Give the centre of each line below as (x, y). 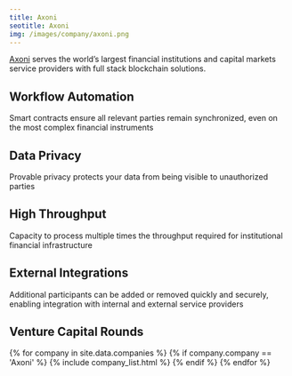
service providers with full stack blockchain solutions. (108, 68)
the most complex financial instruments (81, 128)
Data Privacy (45, 155)
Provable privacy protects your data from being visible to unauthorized (139, 177)
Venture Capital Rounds (77, 332)
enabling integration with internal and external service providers (126, 304)
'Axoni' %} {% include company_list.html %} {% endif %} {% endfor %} (140, 363)
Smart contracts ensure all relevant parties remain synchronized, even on (144, 118)
